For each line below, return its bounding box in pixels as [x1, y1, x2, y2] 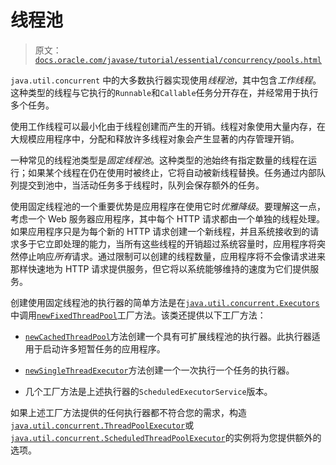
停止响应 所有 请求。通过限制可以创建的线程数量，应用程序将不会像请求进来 [18, 250, 326, 262]
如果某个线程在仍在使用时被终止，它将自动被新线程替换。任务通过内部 [27, 166, 317, 178]
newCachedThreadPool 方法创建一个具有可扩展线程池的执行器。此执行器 [24, 330, 312, 342]
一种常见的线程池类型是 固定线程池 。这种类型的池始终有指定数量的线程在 [10, 154, 308, 166]
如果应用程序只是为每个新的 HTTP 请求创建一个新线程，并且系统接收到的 [10, 225, 311, 237]
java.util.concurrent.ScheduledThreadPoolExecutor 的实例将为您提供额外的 [10, 431, 322, 443]
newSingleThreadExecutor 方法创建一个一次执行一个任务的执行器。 [24, 364, 295, 376]
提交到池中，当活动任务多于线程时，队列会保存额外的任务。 [18, 179, 265, 191]
